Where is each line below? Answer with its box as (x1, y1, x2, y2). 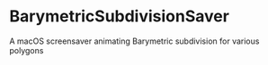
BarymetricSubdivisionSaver (9, 6, 229, 27)
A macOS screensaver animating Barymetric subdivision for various (9, 36, 260, 46)
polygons (9, 45, 44, 55)
